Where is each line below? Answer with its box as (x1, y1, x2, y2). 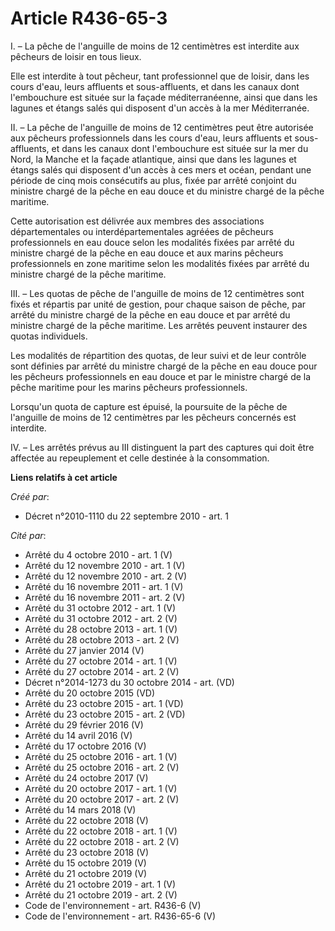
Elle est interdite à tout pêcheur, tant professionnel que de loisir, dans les (10, 70, 310, 82)
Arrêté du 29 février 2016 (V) (24, 718, 144, 731)
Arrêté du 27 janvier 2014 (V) (24, 644, 145, 656)
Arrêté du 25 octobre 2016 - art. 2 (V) (24, 761, 180, 773)
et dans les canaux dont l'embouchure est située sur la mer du (51, 142, 309, 154)
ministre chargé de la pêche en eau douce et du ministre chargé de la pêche (10, 185, 325, 197)
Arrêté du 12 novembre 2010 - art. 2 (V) (24, 570, 188, 582)
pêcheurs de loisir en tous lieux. (10, 50, 142, 62)
